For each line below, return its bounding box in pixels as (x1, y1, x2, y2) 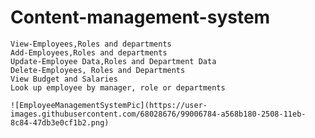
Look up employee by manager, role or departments (10, 82, 226, 93)
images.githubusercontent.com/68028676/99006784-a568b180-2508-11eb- (10, 109, 307, 119)
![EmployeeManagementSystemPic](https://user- (10, 100, 208, 110)
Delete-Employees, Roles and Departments (10, 65, 186, 75)
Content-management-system (10, 6, 271, 29)
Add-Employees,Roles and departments (10, 47, 168, 58)
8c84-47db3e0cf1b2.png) (10, 117, 110, 128)
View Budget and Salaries (10, 74, 118, 84)
